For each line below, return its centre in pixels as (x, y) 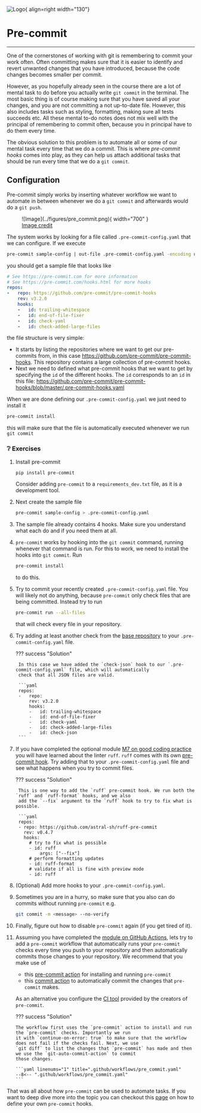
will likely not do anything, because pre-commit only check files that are (103, 596)
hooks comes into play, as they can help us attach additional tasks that (94, 155)
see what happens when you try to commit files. (74, 768)
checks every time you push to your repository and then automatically (101, 950)
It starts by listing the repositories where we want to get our (89, 349)
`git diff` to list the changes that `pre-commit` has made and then (104, 1048)
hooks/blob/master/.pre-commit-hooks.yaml (70, 388)
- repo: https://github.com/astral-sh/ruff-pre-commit (88, 827)
